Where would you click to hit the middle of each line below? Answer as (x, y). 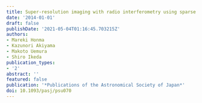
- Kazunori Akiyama (31, 46)
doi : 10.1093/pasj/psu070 (39, 91)
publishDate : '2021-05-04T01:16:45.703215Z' (63, 29)
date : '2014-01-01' (31, 18)
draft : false (23, 23)
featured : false (27, 79)
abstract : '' (23, 74)
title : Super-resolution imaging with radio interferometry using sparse (101, 12)
